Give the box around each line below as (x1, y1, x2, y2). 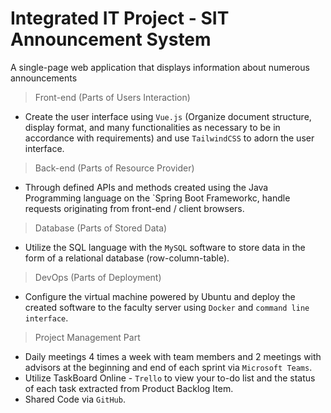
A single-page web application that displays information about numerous (10, 61, 310, 73)
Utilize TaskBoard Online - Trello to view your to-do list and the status (24, 372, 316, 384)
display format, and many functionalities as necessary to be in (24, 121, 281, 133)
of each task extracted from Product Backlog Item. (24, 382, 234, 394)
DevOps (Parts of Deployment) (34, 271, 162, 283)
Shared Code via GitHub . (24, 393, 126, 405)
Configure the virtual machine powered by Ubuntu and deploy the (24, 290, 296, 302)
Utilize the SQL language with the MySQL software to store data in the (24, 241, 306, 253)
